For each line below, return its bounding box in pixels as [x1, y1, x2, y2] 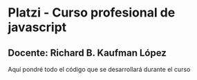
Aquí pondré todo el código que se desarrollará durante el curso [8, 66, 191, 73]
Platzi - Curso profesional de [8, 5, 176, 21]
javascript [8, 19, 67, 35]
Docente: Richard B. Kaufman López [8, 47, 167, 59]
